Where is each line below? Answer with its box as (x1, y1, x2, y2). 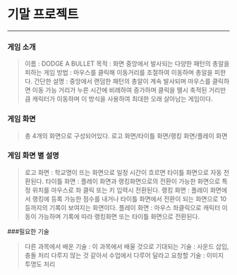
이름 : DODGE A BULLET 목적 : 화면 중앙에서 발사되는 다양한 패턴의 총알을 (24, 59, 230, 68)
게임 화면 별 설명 (7, 151, 59, 161)
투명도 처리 (24, 259, 56, 268)
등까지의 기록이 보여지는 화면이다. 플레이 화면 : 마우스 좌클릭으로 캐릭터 (24, 203, 221, 212)
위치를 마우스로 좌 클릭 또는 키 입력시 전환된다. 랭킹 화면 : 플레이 (32, 185, 209, 194)
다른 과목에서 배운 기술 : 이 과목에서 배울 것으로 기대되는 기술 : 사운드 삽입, (24, 242, 229, 250)
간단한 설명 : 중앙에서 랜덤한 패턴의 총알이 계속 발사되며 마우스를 (34, 77, 211, 85)
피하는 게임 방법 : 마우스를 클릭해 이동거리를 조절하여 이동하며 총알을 (24, 68, 213, 77)
